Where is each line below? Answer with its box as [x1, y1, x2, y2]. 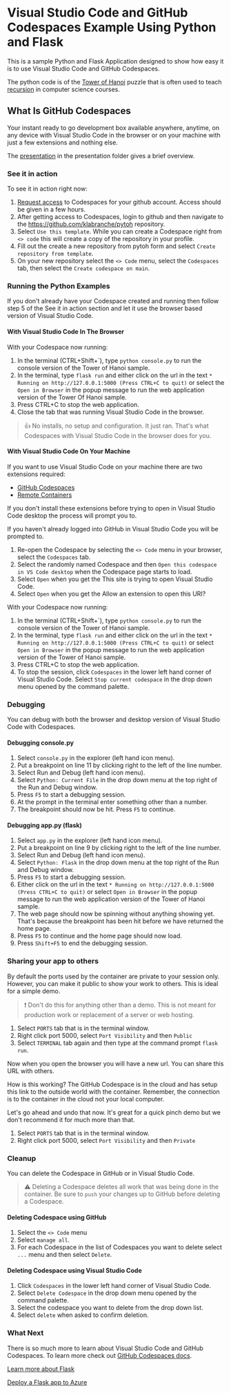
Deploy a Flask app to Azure [7, 1378, 88, 1386]
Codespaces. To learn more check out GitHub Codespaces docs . [7, 1351, 192, 1359]
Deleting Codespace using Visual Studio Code [7, 1266, 143, 1274]
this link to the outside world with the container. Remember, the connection [7, 1087, 220, 1096]
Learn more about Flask [7, 1365, 74, 1373]
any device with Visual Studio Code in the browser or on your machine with [7, 131, 221, 139]
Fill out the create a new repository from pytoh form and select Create [17, 242, 216, 250]
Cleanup [7, 1153, 37, 1163]
